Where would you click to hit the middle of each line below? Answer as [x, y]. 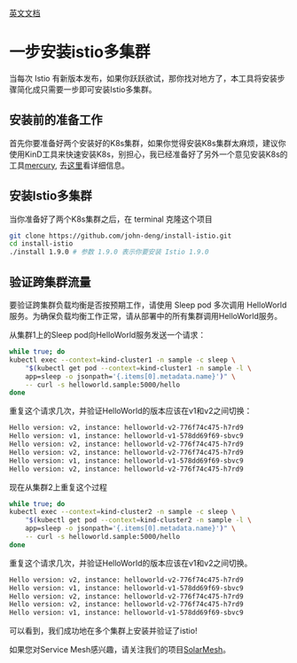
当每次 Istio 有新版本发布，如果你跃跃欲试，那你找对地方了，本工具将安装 [143, 78]
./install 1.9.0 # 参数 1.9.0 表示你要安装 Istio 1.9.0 [109, 252]
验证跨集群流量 [50, 282]
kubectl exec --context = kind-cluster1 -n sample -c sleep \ [123, 360]
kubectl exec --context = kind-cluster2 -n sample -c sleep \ [123, 512]
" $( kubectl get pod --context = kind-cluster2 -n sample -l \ [138, 520]
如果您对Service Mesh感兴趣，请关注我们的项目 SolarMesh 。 [120, 650]
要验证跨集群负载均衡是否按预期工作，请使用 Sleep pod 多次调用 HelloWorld [148, 305]
